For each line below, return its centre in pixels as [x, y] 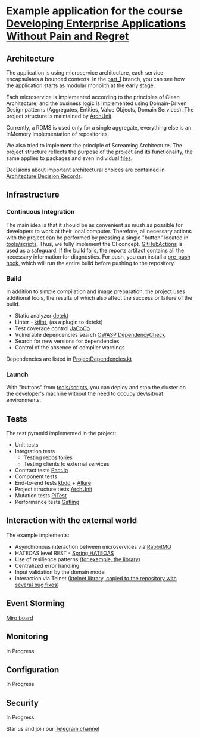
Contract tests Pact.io [41, 471]
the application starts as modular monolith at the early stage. [81, 85]
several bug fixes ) [37, 585]
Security [22, 703]
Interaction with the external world [72, 521]
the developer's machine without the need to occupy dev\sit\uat [85, 394]
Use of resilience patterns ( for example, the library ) [78, 559]
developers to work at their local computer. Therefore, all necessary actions [99, 231]
